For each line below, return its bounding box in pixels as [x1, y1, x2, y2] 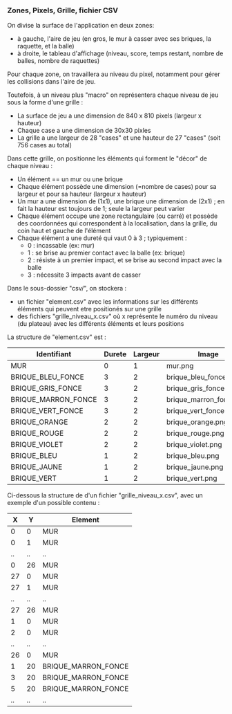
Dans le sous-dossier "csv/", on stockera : [7, 284, 127, 293]
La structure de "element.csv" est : [7, 333, 107, 341]
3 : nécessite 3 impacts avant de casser [27, 271, 142, 279]
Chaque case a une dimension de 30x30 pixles [17, 127, 151, 135]
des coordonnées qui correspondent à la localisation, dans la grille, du [17, 219, 217, 228]
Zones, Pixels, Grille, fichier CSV [7, 6, 119, 15]
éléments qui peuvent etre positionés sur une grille [17, 305, 162, 313]
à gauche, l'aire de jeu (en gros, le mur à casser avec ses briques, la [17, 35, 212, 43]
